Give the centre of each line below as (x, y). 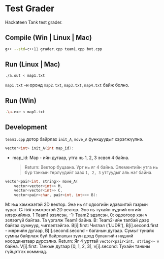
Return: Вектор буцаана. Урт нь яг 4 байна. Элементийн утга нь (91, 167)
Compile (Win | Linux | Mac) (49, 38)
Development (26, 127)
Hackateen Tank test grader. (34, 22)
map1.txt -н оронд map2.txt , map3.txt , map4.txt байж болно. (67, 85)
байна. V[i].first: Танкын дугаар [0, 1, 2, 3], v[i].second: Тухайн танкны (78, 246)
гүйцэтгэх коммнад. (26, 252)
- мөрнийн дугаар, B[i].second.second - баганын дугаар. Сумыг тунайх (80, 231)
